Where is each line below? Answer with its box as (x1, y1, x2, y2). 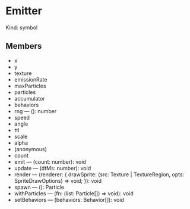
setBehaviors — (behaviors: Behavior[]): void (14, 196, 124, 203)
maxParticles (14, 82, 46, 89)
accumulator (14, 95, 45, 102)
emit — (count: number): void (14, 158, 87, 165)
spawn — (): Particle (14, 183, 65, 191)
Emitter (5, 4, 43, 18)
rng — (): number (14, 107, 57, 114)
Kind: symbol (5, 24, 38, 31)
